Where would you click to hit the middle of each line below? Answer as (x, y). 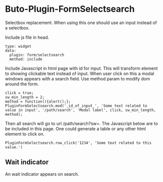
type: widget (18, 46)
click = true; (20, 93)
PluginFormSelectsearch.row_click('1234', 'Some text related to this (78, 143)
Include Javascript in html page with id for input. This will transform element (81, 68)
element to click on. (25, 134)
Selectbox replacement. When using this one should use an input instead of (81, 23)
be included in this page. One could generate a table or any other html (76, 129)
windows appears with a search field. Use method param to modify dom (78, 78)
